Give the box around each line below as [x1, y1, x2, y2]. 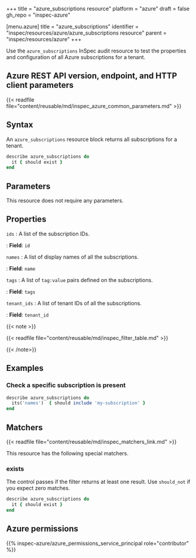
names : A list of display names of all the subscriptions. [6, 253, 139, 260]
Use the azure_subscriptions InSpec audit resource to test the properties [6, 47, 186, 54]
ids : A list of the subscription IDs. [6, 230, 90, 237]
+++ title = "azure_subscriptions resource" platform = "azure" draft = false [6, 5, 190, 12]
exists [6, 464, 24, 473]
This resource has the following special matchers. [6, 450, 128, 456]
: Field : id [6, 241, 30, 249]
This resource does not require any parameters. [6, 197, 124, 204]
